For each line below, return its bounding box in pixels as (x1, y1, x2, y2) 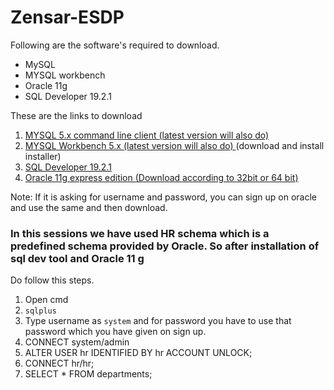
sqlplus (24, 306, 57, 316)
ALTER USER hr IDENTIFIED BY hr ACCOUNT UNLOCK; (24, 347, 253, 359)
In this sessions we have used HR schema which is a (10, 226, 270, 240)
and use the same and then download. (10, 201, 168, 213)
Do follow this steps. (10, 274, 95, 286)
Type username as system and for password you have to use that (24, 315, 292, 327)
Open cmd (24, 294, 69, 306)
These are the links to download (10, 109, 143, 121)
